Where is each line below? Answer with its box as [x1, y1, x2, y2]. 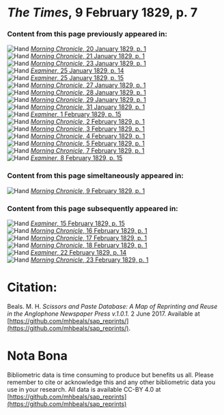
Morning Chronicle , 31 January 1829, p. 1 [30, 103, 145, 111]
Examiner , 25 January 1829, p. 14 [30, 66, 124, 75]
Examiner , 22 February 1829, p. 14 [30, 249, 127, 257]
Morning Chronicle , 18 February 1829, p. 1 [30, 241, 148, 249]
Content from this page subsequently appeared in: [7, 203, 179, 213]
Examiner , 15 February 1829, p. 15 [30, 219, 125, 227]
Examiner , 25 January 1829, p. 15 [30, 74, 124, 82]
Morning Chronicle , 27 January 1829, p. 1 [30, 81, 146, 90]
